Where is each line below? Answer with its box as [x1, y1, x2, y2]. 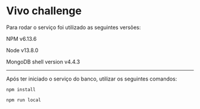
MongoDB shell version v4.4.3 [6, 58, 80, 65]
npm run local [6, 97, 42, 103]
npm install [6, 86, 36, 92]
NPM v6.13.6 [6, 35, 37, 42]
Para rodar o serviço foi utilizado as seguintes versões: [6, 24, 141, 31]
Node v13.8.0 [6, 46, 39, 54]
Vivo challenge [6, 4, 82, 18]
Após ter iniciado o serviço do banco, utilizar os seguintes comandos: [6, 75, 177, 82]
